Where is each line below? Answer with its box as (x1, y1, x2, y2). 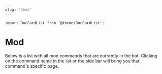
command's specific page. (5, 63, 59, 69)
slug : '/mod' (5, 7, 32, 12)
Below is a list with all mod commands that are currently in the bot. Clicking (5, 53, 158, 58)
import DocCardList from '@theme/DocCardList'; (5, 20, 105, 25)
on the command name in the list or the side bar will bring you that (5, 58, 139, 64)
